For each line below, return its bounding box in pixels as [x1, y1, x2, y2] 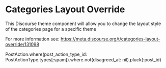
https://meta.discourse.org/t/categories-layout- [60, 36, 160, 42]
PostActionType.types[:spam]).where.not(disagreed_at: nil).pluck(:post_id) [5, 56, 161, 62]
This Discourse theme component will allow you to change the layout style [5, 20, 161, 27]
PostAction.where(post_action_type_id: [5, 51, 88, 57]
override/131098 [5, 41, 40, 47]
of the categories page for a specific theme [5, 26, 97, 32]
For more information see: [5, 36, 60, 42]
